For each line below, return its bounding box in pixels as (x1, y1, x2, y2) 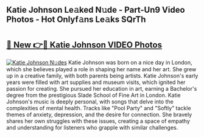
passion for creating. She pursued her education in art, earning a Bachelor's (6, 85, 197, 92)
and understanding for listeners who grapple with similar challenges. (6, 124, 178, 131)
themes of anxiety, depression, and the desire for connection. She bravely (6, 111, 192, 118)
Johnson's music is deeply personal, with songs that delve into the (6, 98, 174, 105)
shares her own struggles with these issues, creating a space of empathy (6, 118, 191, 124)
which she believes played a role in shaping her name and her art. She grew (6, 66, 197, 72)
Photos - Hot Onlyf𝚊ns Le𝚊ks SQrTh (6, 15, 146, 25)
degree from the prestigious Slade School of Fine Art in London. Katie (6, 91, 181, 99)
